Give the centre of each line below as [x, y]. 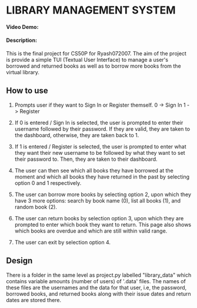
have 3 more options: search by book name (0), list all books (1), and [98, 200]
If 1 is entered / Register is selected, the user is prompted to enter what [100, 146]
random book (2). [36, 207]
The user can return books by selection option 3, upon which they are [99, 218]
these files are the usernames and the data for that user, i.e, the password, [96, 287]
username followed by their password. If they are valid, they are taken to [102, 129]
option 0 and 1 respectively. [48, 183]
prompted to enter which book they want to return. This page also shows [103, 224]
